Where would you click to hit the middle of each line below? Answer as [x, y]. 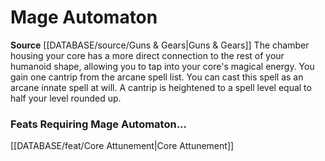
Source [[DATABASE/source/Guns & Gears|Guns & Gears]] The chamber [160, 45]
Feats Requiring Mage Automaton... [99, 124]
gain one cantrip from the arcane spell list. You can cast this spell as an [157, 77]
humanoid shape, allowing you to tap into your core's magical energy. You [162, 66]
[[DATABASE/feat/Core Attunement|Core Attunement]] [122, 146]
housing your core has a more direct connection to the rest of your [147, 55]
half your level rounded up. [66, 98]
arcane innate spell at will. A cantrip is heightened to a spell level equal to [161, 87]
